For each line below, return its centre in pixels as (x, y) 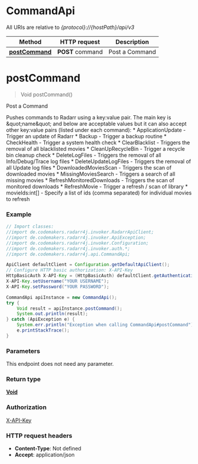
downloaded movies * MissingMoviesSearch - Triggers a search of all (91, 174)
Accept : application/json (44, 455)
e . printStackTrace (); (43, 330)
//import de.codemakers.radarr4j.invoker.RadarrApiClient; (80, 232)
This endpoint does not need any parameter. (60, 364)
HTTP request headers (39, 436)
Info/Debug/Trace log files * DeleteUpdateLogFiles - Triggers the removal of (99, 161)
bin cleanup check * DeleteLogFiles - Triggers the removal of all (84, 155)
